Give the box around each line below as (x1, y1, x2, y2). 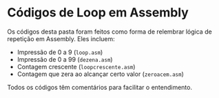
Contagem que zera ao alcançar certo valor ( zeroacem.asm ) (17, 70, 184, 78)
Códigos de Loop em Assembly (7, 5, 189, 21)
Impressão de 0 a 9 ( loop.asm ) (17, 48, 103, 56)
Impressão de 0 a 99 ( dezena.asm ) (17, 55, 113, 63)
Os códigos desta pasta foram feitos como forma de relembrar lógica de (7, 27, 212, 36)
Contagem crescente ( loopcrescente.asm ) (17, 62, 136, 71)
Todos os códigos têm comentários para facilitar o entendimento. (7, 83, 193, 91)
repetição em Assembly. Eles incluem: (7, 34, 115, 42)
